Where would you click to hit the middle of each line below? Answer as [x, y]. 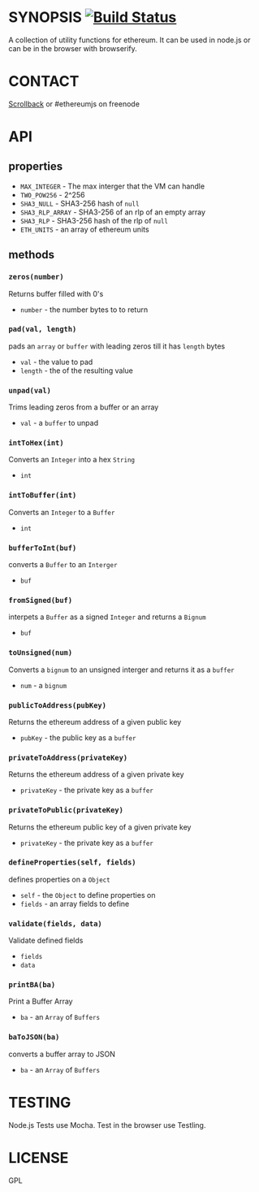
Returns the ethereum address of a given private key [96, 774]
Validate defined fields [46, 941]
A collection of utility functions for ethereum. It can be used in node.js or [129, 40]
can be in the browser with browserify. [73, 48]
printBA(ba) [32, 985]
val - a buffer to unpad [59, 423]
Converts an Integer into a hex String [72, 460]
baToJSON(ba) [34, 1037]
